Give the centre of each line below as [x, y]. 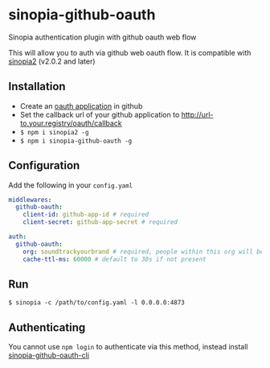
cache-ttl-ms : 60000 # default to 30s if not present [115, 259]
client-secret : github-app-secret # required [100, 222]
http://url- [197, 114]
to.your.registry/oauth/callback [71, 123]
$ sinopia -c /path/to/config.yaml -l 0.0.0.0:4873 [96, 303]
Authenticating [47, 327]
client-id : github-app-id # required [86, 215]
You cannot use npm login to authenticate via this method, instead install [128, 347]
